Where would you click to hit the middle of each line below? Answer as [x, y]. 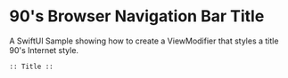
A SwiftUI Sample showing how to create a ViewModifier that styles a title [144, 41]
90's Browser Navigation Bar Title [137, 16]
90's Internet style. [44, 50]
